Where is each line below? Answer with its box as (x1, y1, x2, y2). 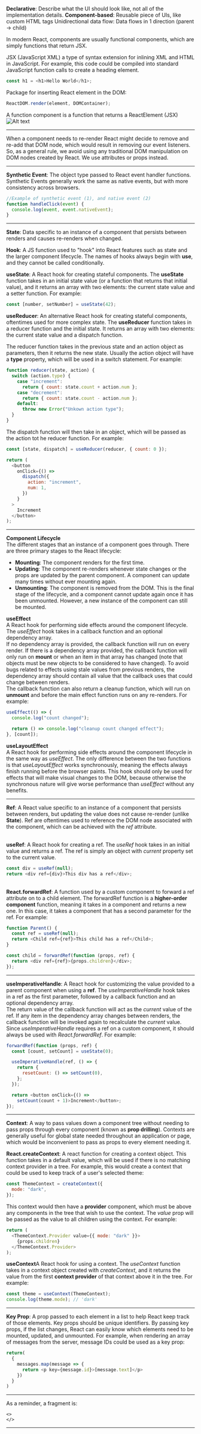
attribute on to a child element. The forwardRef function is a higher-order (6, 895, 187, 902)
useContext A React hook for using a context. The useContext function (6, 1260, 181, 1268)
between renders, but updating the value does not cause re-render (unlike (6, 810, 190, 817)
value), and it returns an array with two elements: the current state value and (6, 284, 195, 291)
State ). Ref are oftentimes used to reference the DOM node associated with (6, 817, 193, 824)
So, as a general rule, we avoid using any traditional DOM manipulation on (6, 147, 188, 154)
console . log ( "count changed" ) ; (11, 715, 90, 721)
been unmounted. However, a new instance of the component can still (14, 597, 188, 604)
